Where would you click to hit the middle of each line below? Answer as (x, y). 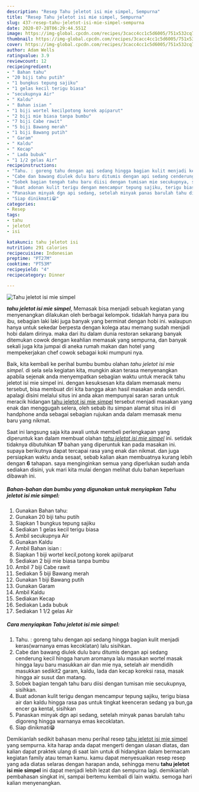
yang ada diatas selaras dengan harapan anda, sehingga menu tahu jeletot (98, 764)
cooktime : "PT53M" (29, 264)
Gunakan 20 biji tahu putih (47, 517)
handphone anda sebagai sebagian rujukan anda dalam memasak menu (94, 414)
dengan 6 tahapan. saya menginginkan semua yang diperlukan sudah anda (98, 463)
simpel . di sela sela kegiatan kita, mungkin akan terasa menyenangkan (92, 370)
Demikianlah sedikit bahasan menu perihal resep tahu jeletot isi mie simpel (97, 739)
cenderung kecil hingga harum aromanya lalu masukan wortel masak (99, 658)
